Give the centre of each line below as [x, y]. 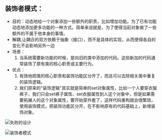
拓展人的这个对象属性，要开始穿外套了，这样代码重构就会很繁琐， [89, 100]
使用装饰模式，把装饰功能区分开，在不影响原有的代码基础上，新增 [85, 106]
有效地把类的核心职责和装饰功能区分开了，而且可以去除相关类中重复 [87, 76]
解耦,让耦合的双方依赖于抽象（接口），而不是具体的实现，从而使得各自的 [84, 39]
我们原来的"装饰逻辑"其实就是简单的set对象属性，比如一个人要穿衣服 [88, 88]
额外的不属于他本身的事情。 [40, 33]
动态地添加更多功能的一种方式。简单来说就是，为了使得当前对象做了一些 [84, 27]
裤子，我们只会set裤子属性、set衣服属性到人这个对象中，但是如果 [85, 94]
